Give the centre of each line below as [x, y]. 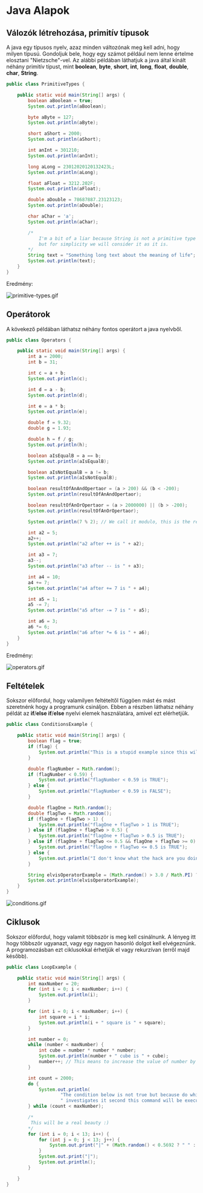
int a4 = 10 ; [44, 577]
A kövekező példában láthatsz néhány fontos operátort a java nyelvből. [95, 329]
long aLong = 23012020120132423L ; [71, 167]
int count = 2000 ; [51, 1078]
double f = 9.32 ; [50, 423]
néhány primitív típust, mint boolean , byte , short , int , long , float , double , [98, 66]
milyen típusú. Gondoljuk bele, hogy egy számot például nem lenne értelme [100, 54]
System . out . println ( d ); [58, 395]
